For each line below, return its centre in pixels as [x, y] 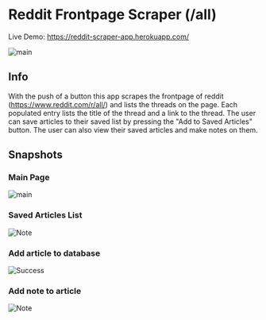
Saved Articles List [45, 215]
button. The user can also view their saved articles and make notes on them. [133, 129]
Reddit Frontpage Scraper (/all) [112, 15]
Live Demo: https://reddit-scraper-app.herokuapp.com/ [98, 37]
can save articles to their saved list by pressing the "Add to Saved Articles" [130, 121]
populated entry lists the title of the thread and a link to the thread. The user [132, 113]
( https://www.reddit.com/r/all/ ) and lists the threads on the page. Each [123, 104]
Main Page [29, 178]
